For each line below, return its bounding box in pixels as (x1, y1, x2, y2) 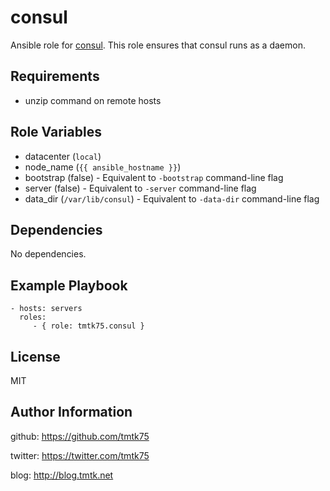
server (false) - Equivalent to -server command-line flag (24, 182, 257, 194)
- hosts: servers (10, 304, 83, 314)
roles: (19, 312, 47, 323)
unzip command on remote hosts (24, 94, 162, 106)
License (10, 348, 61, 365)
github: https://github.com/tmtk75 (10, 430, 150, 442)
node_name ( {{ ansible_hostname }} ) (24, 161, 182, 173)
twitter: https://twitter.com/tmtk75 (10, 449, 150, 461)
